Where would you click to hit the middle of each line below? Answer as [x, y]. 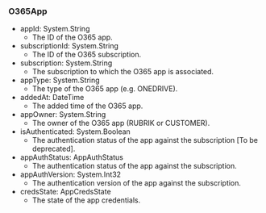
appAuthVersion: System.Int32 [71, 174]
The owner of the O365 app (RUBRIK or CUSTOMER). [121, 123]
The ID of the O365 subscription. [87, 55]
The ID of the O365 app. [72, 37]
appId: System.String [55, 29]
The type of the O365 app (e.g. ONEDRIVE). [105, 89]
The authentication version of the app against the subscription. [137, 183]
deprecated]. [54, 149]
